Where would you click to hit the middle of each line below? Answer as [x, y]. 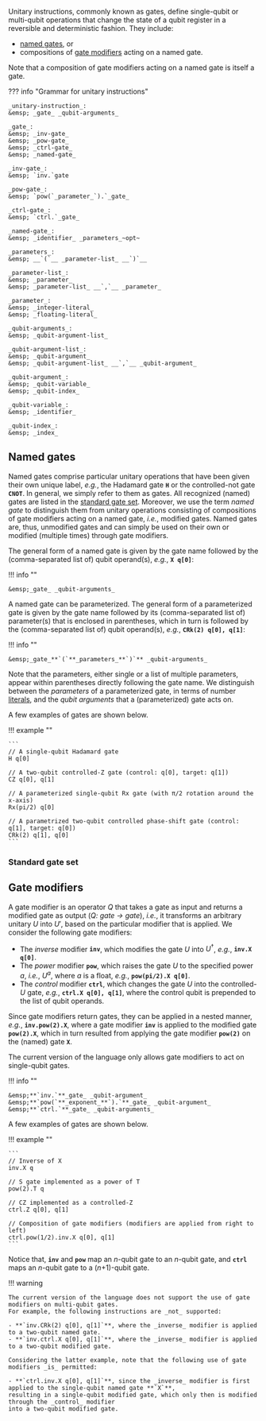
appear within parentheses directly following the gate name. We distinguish [131, 682]
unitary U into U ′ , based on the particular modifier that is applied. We [120, 923]
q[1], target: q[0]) [42, 828]
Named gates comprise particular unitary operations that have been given [129, 476]
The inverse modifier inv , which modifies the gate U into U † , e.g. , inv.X [136, 948]
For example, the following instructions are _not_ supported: [115, 1311]
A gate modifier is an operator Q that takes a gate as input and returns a [126, 907]
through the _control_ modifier [62, 1402]
